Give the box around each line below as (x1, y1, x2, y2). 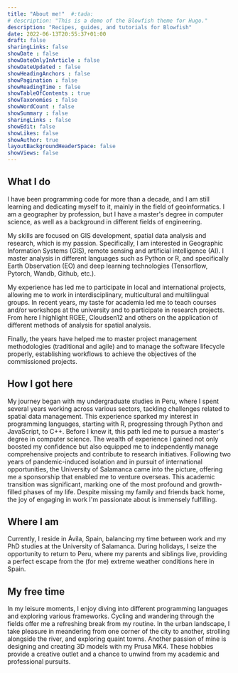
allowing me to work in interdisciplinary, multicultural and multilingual (7, 290, 210, 299)
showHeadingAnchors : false (7, 70, 91, 77)
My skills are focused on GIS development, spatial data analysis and (7, 231, 207, 239)
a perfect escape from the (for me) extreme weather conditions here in (7, 557, 215, 566)
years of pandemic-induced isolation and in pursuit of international (7, 457, 202, 466)
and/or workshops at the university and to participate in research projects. (7, 306, 225, 314)
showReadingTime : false (7, 83, 81, 90)
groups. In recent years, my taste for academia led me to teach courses (7, 298, 217, 306)
